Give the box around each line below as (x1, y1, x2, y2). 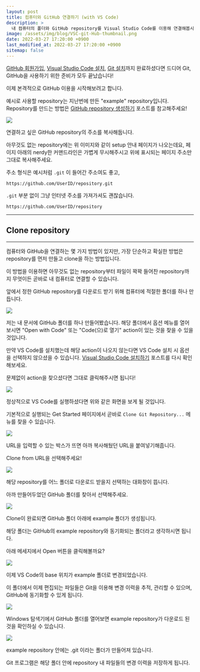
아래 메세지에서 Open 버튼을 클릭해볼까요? (6, 547, 105, 554)
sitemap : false (6, 48, 44, 54)
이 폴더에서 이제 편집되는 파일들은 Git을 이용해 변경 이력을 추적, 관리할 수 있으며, (6, 584, 192, 591)
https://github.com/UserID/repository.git (6, 180, 113, 186)
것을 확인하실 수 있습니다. (6, 623, 65, 630)
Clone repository (6, 226, 70, 236)
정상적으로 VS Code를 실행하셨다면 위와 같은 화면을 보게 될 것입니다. (6, 398, 166, 405)
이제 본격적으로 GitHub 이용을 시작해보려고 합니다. (6, 85, 124, 92)
